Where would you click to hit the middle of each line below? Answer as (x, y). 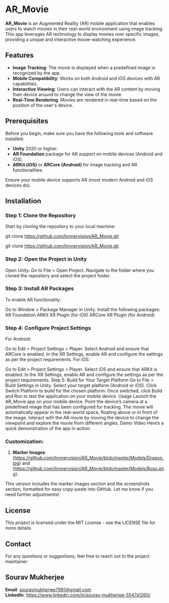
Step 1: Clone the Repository (41, 215)
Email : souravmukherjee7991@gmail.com (48, 589)
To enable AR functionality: (33, 299)
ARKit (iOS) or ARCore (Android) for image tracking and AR (75, 164)
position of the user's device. (43, 105)
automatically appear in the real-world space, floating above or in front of (81, 412)
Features (19, 55)
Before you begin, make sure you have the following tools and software (79, 133)
